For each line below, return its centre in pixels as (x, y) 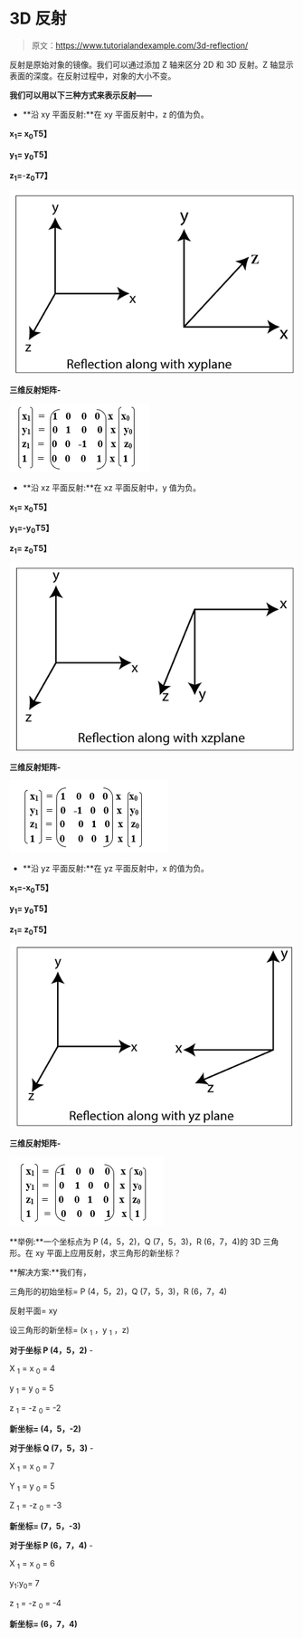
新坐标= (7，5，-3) (45, 1527)
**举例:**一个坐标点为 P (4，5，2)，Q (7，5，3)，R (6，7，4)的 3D (135, 1242)
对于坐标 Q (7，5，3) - (52, 1448)
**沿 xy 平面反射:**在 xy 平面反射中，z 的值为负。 (116, 114)
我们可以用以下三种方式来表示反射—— (80, 95)
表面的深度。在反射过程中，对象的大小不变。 (93, 76)
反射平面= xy (33, 1310)
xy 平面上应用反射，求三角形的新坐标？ (108, 1252)
